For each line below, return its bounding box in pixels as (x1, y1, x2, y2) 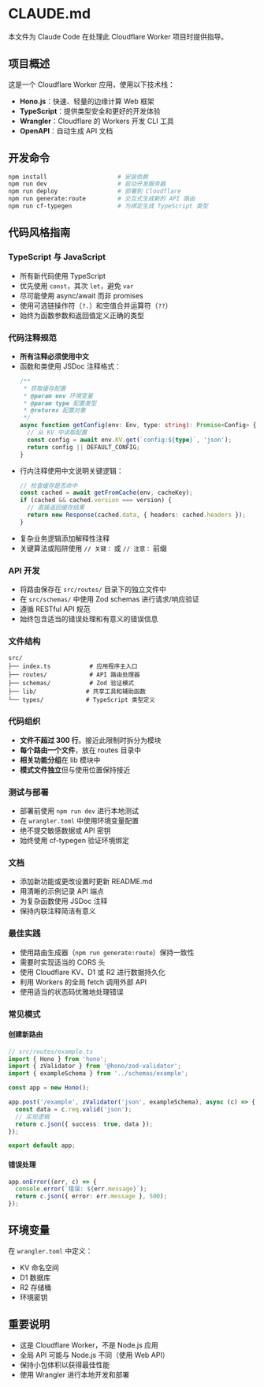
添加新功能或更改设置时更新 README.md (19, 877, 153, 887)
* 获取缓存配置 (23, 384, 66, 392)
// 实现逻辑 (15, 1112, 50, 1121)
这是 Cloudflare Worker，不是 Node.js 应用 (19, 1340, 159, 1350)
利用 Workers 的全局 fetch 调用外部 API (19, 977, 147, 987)
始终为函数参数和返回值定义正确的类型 (19, 310, 144, 320)
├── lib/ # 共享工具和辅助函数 (8, 688, 146, 695)
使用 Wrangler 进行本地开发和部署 (19, 1370, 130, 1379)
